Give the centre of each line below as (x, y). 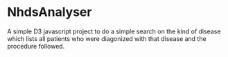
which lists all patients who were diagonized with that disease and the (107, 38)
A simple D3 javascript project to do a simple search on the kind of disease (114, 31)
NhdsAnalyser (50, 12)
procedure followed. (36, 46)
